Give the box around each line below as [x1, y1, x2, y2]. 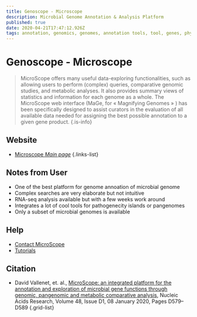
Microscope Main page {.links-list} [14, 150, 98, 158]
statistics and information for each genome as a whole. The [20, 94, 164, 101]
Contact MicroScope [14, 240, 65, 247]
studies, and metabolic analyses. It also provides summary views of [20, 87, 184, 94]
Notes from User [6, 168, 68, 178]
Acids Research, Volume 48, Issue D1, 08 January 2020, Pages [14, 298, 167, 305]
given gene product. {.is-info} [20, 118, 93, 126]
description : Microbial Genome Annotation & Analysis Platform [6, 14, 164, 20]
